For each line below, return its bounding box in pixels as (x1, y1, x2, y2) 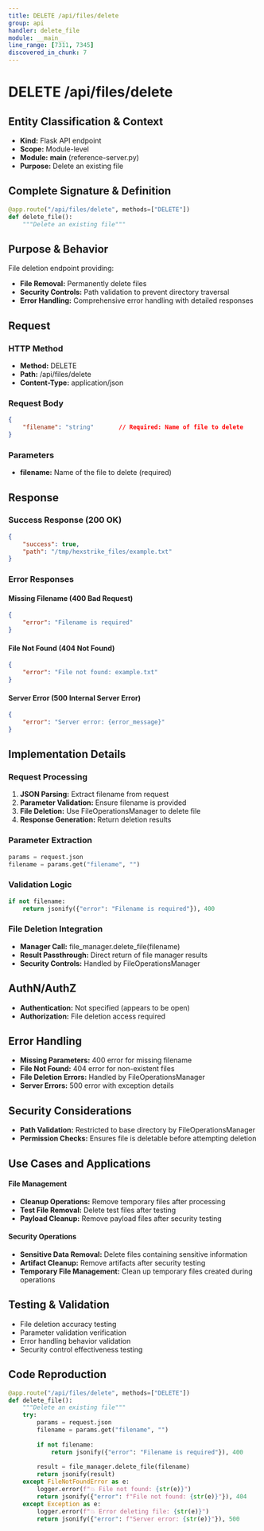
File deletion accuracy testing (19, 1319, 117, 1329)
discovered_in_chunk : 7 (8, 49, 87, 57)
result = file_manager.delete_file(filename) (37, 1463, 191, 1471)
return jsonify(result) (37, 1470, 115, 1478)
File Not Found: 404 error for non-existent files (19, 1064, 175, 1074)
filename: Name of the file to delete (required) (19, 468, 173, 477)
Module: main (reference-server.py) (19, 153, 139, 162)
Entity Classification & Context (8, 115, 164, 128)
